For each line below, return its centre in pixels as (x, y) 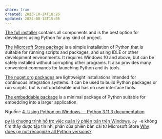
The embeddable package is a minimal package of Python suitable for (75, 97)
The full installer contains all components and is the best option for (72, 33)
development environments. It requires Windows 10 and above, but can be (80, 58)
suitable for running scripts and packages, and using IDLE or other (72, 52)
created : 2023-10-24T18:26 (32, 14)
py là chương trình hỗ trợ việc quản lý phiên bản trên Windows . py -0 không (81, 121)
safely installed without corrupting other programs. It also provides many (78, 63)
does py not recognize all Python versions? (48, 132)
